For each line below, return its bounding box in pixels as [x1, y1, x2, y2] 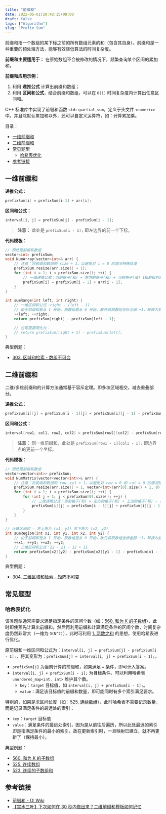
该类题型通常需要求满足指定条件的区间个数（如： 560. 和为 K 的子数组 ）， [5, 618, 153, 624]
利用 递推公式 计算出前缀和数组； [12, 84, 80, 89]
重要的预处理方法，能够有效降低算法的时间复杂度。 [9, 46, 114, 52]
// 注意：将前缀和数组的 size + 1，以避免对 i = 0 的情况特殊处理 [14, 261, 137, 266]
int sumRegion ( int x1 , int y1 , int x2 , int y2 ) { [5, 531, 110, 536]
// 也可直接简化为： [14, 325, 50, 330]
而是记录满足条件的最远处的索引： [5, 705, 75, 711]
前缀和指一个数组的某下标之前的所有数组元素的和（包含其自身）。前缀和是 [5, 40, 155, 46]
